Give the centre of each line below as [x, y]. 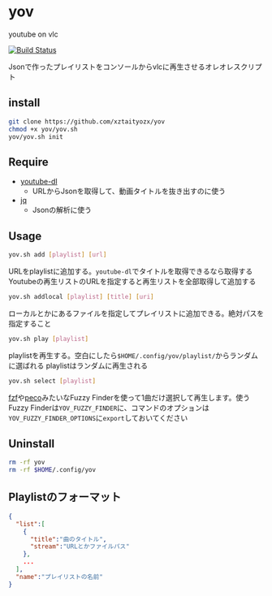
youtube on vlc [33, 34]
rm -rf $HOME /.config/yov [52, 470]
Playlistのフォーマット [65, 497]
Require [28, 162]
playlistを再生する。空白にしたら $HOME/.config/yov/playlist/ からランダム [133, 355]
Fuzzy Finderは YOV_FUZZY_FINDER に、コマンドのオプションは [109, 408]
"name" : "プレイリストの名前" [59, 577]
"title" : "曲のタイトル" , [68, 539]
